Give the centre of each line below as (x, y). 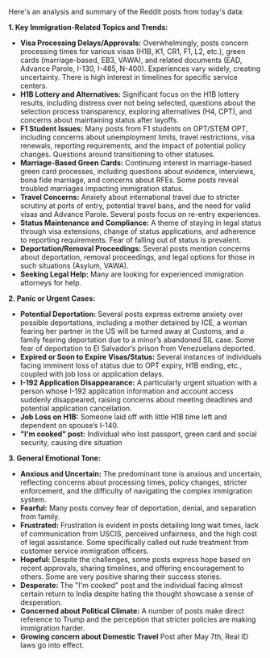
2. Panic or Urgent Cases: (52, 298)
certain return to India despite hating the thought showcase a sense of (137, 593)
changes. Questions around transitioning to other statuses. (117, 154)
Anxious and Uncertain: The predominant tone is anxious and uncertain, (141, 474)
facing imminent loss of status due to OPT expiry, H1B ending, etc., (131, 365)
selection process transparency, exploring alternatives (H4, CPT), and (136, 111)
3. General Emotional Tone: (54, 458)
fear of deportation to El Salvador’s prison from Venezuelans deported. (137, 348)
